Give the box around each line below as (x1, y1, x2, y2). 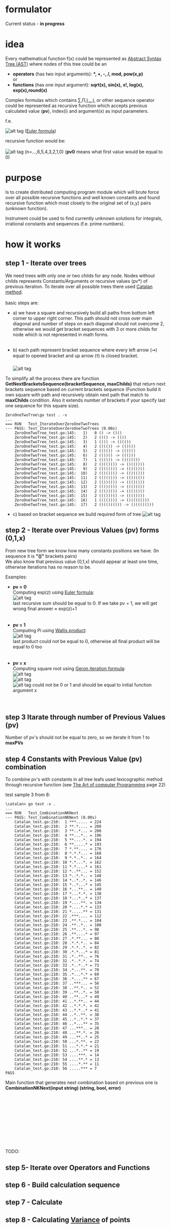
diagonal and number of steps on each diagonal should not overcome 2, (12, 320, 164, 326)
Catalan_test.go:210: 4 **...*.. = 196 (14, 833, 102, 838)
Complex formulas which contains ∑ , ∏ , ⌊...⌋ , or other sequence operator (5, 97, 155, 103)
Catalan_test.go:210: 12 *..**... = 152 (14, 869, 102, 874)
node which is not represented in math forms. (12, 331, 109, 338)
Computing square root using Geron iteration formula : (12, 665, 126, 672)
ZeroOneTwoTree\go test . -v (5, 412, 67, 418)
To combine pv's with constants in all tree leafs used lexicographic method (5, 776, 163, 782)
